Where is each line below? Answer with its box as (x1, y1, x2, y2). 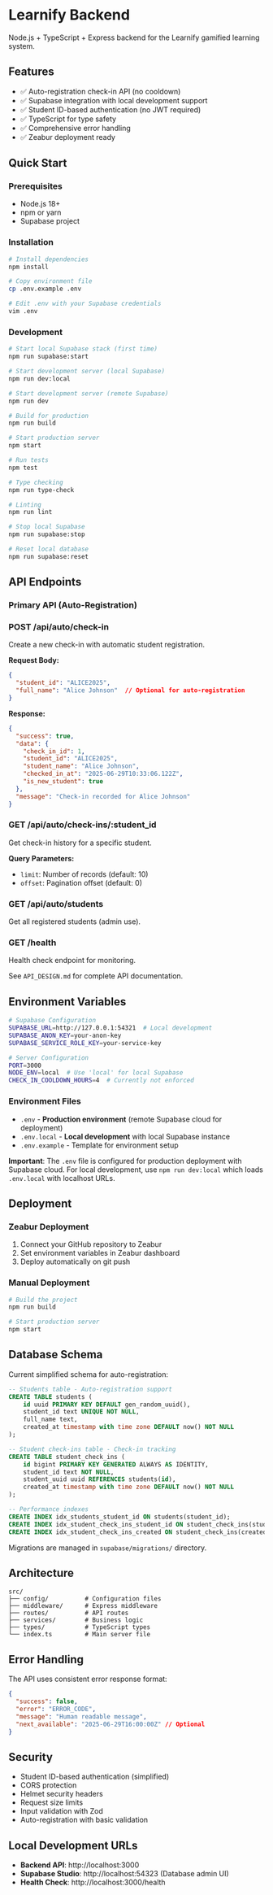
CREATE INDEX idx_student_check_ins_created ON (8, 1527, 173, 1536)
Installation (8, 237, 54, 248)
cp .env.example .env (8, 285, 82, 294)
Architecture (8, 1566, 75, 1579)
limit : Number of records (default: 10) (19, 869, 149, 879)
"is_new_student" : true (23, 778, 104, 786)
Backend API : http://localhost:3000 (19, 1860, 140, 1870)
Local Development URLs (8, 1838, 138, 1852)
